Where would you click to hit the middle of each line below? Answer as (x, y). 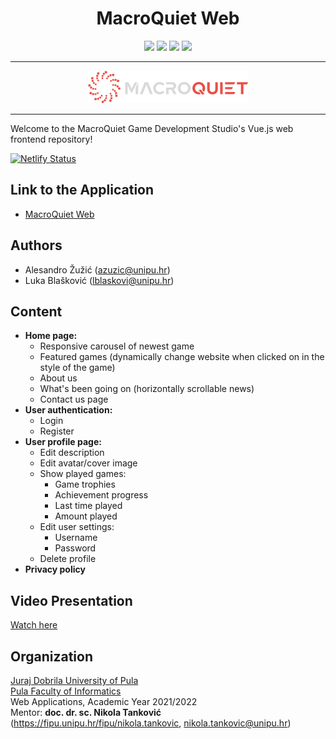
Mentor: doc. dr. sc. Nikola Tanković (86, 712)
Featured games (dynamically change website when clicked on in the (182, 357)
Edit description (72, 453)
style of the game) (77, 368)
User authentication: (68, 410)
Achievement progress (101, 495)
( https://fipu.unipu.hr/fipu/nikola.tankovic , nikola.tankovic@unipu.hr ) (151, 723)
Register (57, 431)
